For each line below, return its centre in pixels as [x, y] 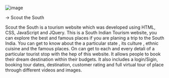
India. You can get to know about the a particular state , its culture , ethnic [82, 43]
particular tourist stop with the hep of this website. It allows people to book [83, 54]
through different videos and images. [44, 70]
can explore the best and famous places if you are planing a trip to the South [85, 38]
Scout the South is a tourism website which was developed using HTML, [80, 27]
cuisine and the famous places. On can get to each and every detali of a [80, 49]
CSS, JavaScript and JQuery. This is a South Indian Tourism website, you [81, 32]
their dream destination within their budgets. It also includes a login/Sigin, [81, 59]
